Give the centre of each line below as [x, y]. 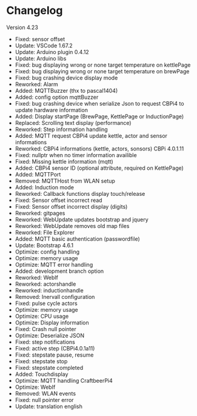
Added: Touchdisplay [42, 374]
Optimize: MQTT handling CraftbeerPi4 [64, 380]
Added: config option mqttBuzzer [57, 97]
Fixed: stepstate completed [49, 367]
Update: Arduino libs [41, 58]
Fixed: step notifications [45, 342]
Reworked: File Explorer [45, 232]
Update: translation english [49, 406]
